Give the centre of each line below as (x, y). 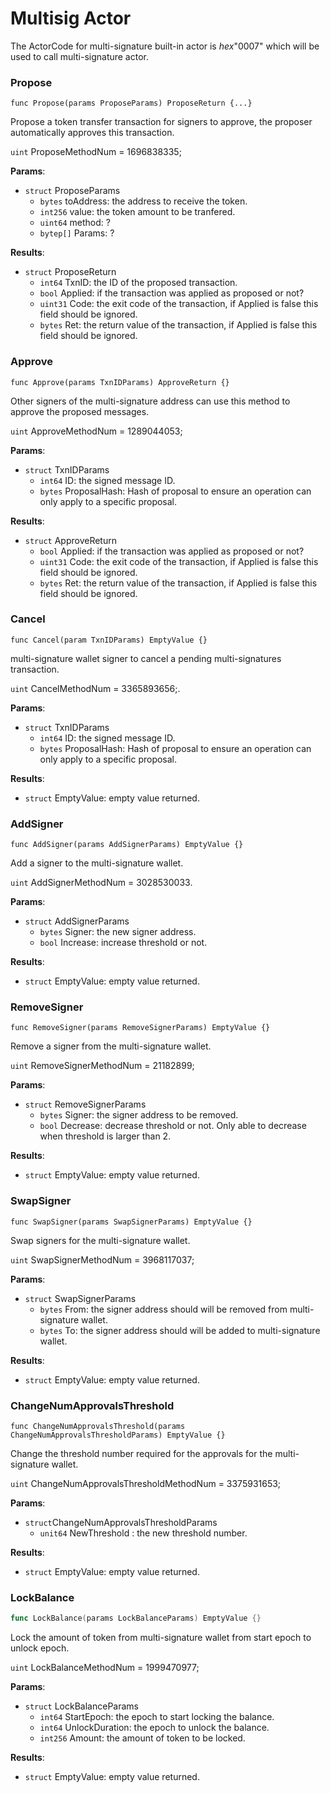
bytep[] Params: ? (77, 233)
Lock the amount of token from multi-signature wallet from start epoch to (161, 1638)
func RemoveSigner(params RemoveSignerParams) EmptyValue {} (140, 1028)
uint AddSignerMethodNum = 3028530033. (101, 883)
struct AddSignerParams (77, 921)
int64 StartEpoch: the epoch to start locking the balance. (157, 1717)
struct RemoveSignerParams (85, 1104)
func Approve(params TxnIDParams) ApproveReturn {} (120, 382)
